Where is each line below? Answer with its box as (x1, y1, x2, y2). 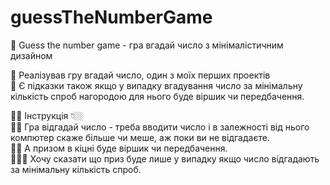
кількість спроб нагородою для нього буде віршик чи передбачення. (10, 90, 305, 102)
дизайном (10, 49, 53, 61)
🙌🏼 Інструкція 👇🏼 (10, 109, 84, 121)
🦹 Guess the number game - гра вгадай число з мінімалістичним (10, 39, 284, 51)
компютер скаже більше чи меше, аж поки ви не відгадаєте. (10, 131, 270, 143)
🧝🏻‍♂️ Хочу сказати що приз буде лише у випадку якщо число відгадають (10, 152, 320, 165)
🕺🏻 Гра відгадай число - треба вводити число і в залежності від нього (10, 121, 310, 133)
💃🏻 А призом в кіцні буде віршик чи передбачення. (10, 142, 228, 154)
